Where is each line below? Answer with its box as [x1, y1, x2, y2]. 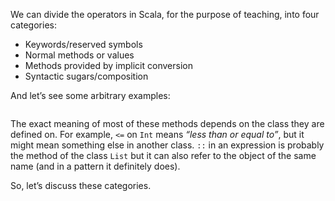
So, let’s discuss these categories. [10, 180, 152, 191]
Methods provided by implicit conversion [24, 60, 193, 71]
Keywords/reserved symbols [24, 39, 143, 50]
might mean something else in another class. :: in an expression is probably [10, 139, 325, 151]
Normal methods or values [24, 49, 135, 61]
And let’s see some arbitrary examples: [10, 90, 171, 101]
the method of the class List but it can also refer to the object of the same [10, 150, 317, 161]
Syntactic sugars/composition [24, 70, 149, 82]
